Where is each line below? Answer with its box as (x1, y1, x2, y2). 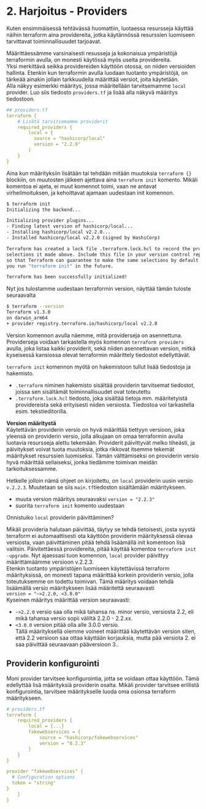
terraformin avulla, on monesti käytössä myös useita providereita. (6, 56, 172, 63)
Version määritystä (6, 419, 56, 427)
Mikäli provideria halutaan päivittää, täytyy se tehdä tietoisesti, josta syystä (6, 526, 196, 533)
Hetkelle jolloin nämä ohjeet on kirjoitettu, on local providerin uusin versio (6, 477, 193, 484)
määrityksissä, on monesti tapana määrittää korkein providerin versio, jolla (6, 571, 194, 578)
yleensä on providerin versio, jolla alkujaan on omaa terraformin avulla (6, 432, 183, 440)
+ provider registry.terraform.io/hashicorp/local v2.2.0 (6, 320, 158, 326)
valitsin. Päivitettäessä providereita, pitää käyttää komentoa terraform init (6, 545, 196, 553)
